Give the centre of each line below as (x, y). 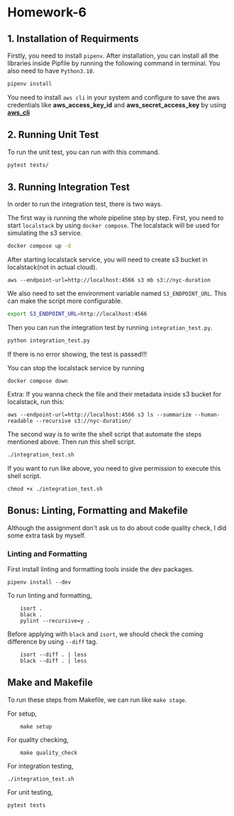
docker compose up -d (39, 246)
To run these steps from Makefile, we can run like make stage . (97, 699)
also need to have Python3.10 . (51, 71)
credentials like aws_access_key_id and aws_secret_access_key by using (117, 104)
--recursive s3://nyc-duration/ (84, 421)
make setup (36, 726)
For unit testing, (30, 792)
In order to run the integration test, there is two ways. (85, 204)
